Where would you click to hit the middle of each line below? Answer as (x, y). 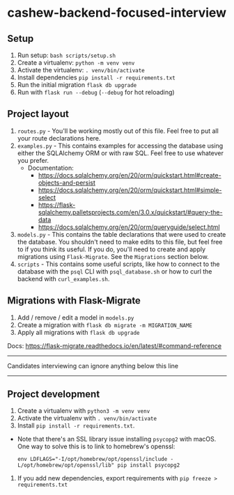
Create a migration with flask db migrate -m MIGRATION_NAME (105, 324)
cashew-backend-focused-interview (117, 13)
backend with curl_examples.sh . (63, 278)
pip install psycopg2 (149, 465)
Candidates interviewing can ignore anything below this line (93, 366)
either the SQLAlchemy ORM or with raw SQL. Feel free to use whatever (120, 153)
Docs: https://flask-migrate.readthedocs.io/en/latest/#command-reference (114, 345)
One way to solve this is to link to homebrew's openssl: (96, 446)
